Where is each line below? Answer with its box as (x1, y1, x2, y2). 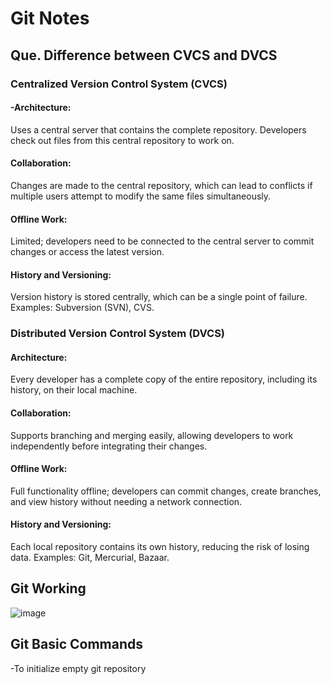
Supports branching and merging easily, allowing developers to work (10, 429, 294, 441)
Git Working (10, 580, 87, 597)
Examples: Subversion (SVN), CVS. (10, 302, 155, 314)
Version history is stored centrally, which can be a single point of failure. (10, 291, 308, 303)
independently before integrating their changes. (10, 440, 208, 452)
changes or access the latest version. (10, 246, 165, 258)
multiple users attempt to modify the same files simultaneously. (10, 190, 272, 202)
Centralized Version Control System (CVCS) (10, 77, 228, 91)
